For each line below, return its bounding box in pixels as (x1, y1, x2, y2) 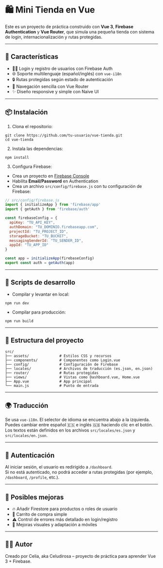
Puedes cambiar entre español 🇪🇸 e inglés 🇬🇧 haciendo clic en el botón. (5, 422, 153, 428)
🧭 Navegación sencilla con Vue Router (12, 84, 89, 89)
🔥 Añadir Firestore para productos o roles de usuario (12, 506, 118, 512)
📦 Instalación (5, 108, 48, 117)
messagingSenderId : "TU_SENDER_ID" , (9, 238, 83, 243)
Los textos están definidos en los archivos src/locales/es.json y (5, 427, 135, 433)
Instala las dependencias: (12, 146, 63, 151)
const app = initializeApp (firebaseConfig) (5, 256, 95, 261)
